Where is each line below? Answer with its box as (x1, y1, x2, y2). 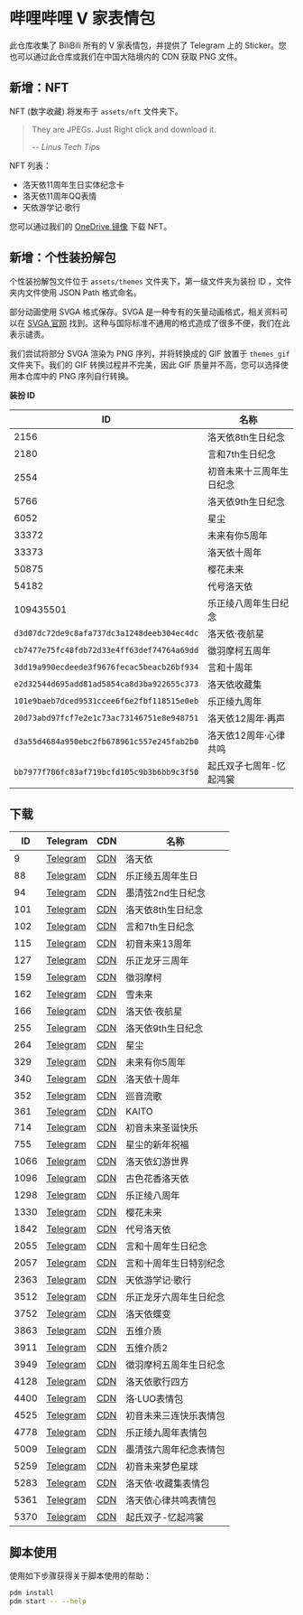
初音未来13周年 (125, 938, 192, 950)
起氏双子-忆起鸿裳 (125, 1511, 205, 1524)
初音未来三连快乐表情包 (125, 1410, 225, 1423)
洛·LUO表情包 (125, 1393, 184, 1405)
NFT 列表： (9, 160, 51, 171)
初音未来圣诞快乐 (125, 1122, 198, 1134)
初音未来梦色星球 (125, 1461, 198, 1473)
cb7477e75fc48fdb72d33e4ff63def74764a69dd (14, 645, 199, 655)
